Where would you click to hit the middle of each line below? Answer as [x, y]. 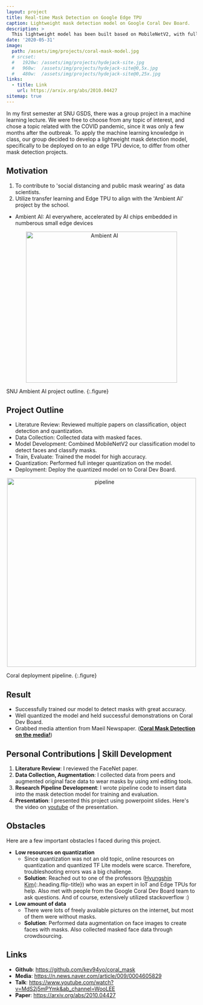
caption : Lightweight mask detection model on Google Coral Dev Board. [98, 23]
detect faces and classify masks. [56, 450]
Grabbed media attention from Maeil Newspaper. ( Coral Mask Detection [105, 729]
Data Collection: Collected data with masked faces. [79, 437]
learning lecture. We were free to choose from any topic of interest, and [95, 120]
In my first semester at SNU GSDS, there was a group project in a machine [99, 113]
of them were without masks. [60, 916]
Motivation [27, 171]
